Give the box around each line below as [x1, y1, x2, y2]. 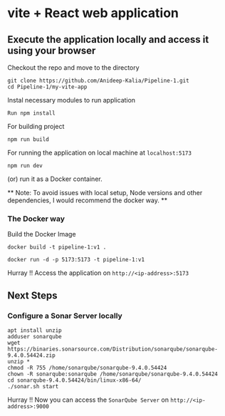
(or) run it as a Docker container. [7, 175, 103, 183]
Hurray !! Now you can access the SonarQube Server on [7, 395, 169, 404]
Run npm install [7, 110, 56, 117]
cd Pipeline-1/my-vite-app [7, 83, 88, 90]
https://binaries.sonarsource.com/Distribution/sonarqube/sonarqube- [7, 345, 219, 353]
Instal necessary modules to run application [7, 96, 136, 104]
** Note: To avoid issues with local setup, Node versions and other [7, 189, 203, 197]
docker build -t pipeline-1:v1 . [7, 244, 107, 251]
